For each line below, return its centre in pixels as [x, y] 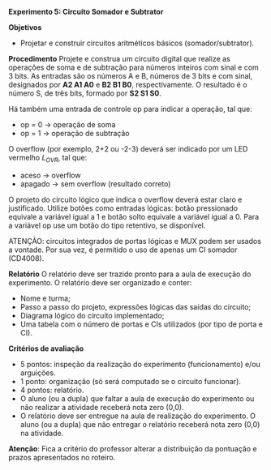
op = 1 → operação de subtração [75, 133]
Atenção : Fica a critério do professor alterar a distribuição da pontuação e [133, 448]
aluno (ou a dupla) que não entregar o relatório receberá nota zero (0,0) [140, 424]
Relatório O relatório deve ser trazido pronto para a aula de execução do [130, 274]
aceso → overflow [50, 175]
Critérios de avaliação [46, 348]
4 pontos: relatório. [52, 390]
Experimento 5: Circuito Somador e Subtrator [86, 12]
